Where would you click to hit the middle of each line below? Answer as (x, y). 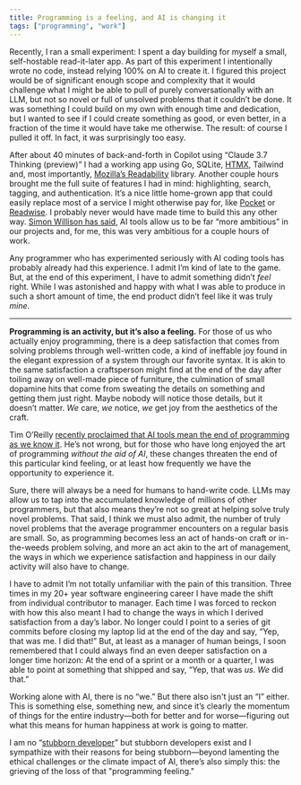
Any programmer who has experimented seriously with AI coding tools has (147, 257)
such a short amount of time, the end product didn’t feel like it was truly (141, 296)
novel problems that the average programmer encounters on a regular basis (149, 528)
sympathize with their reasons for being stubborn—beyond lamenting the (144, 752)
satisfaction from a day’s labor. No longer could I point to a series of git (140, 622)
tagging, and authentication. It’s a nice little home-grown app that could (141, 193)
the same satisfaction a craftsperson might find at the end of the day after (146, 370)
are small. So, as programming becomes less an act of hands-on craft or (143, 537)
